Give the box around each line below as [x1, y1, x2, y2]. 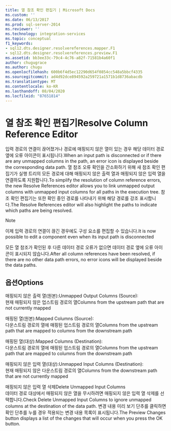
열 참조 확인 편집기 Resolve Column [5, 117, 148, 129]
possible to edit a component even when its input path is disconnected [5, 234, 154, 240]
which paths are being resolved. [5, 207, 73, 213]
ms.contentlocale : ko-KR [5, 84, 58, 89]
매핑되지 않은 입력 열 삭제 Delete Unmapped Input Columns [5, 384, 126, 390]
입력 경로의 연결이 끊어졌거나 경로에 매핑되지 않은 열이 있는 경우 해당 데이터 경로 [5, 146, 165, 152]
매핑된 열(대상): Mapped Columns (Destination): [5, 338, 103, 344]
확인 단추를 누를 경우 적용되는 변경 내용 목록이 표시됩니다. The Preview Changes [5, 409, 166, 416]
